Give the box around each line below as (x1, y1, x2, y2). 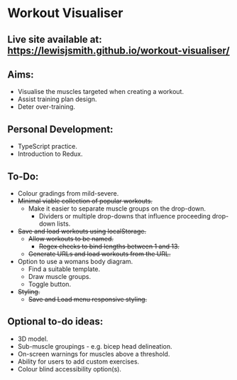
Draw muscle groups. (28, 273, 91, 281)
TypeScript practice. (17, 142, 78, 151)
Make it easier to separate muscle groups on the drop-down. (28, 204, 206, 213)
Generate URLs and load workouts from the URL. (28, 250, 171, 258)
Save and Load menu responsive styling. (28, 295, 148, 304)
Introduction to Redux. (17, 149, 83, 158)
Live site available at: (7, 33, 102, 46)
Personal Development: (7, 123, 114, 135)
